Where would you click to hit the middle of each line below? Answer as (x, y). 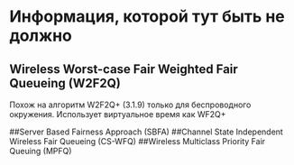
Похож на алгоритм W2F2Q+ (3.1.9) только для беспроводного (130, 105)
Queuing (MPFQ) (41, 151)
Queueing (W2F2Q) (65, 83)
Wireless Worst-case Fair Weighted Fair (124, 69)
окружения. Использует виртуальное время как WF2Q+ (118, 114)
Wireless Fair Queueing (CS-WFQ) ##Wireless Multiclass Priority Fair (138, 141)
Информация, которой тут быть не (147, 17)
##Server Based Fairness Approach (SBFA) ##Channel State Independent (147, 132)
